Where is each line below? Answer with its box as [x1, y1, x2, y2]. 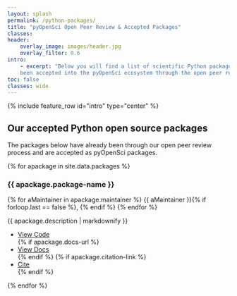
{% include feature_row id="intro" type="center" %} [7, 101, 159, 110]
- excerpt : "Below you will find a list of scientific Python [20, 63, 207, 70]
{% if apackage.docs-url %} [17, 238, 100, 247]
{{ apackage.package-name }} [7, 179, 115, 189]
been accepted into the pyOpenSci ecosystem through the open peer [20, 69, 222, 76]
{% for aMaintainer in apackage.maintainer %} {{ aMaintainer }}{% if [7, 195, 207, 204]
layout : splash [7, 10, 52, 18]
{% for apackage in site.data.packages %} [7, 162, 130, 171]
